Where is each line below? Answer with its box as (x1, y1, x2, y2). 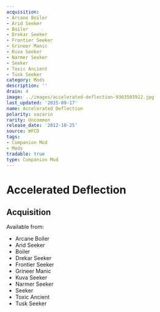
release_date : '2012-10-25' (6, 123, 78, 129)
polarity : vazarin (6, 111, 53, 117)
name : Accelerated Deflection (6, 105, 84, 112)
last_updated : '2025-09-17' (6, 100, 78, 106)
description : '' (6, 83, 48, 89)
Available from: (6, 223, 44, 231)
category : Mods (6, 77, 45, 83)
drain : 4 (6, 89, 29, 95)
